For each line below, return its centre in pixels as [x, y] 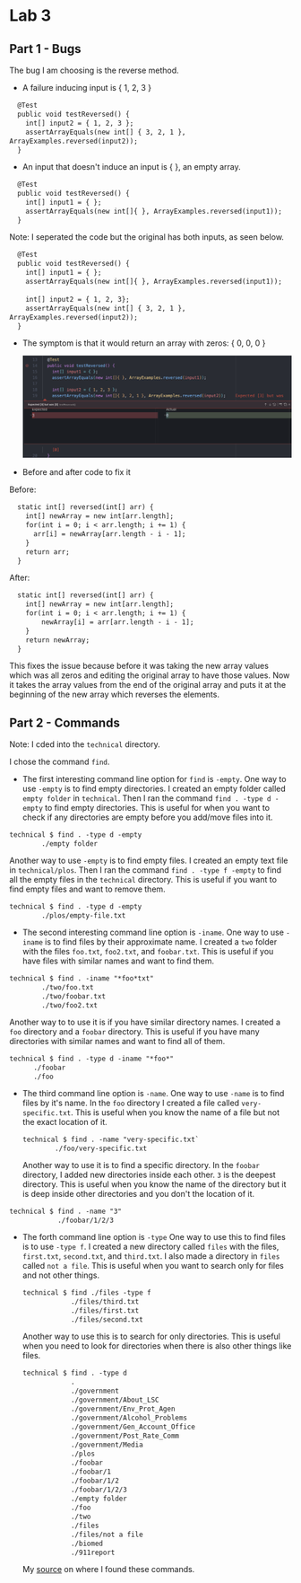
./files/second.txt [107, 1320]
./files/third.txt [105, 1302]
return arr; [47, 552]
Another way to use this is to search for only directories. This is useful [151, 1337]
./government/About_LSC [115, 1400]
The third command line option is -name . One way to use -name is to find [153, 1094]
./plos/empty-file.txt [84, 916]
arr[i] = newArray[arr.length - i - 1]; [109, 534]
